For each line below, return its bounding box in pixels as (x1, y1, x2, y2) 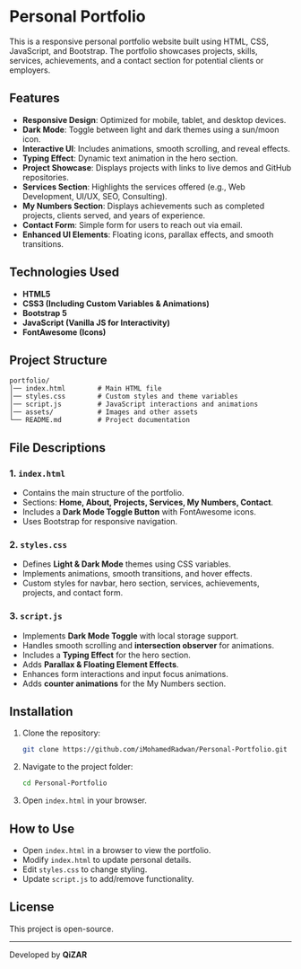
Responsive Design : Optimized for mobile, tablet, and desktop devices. (21, 114, 287, 125)
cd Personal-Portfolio (21, 779, 107, 788)
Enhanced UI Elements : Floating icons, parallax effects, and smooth (21, 229, 274, 240)
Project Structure (9, 352, 107, 367)
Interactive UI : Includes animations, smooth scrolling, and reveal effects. (21, 143, 291, 154)
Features (9, 91, 60, 106)
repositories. (21, 172, 69, 182)
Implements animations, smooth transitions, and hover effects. (21, 568, 253, 579)
